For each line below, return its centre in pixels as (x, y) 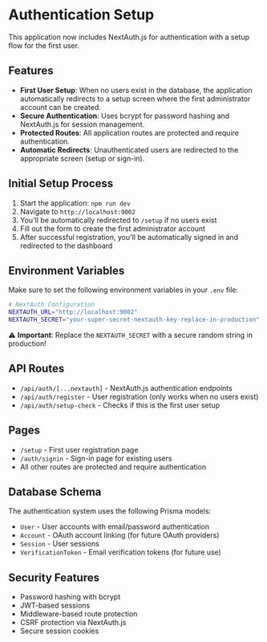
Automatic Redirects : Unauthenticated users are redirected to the (129, 149)
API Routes (36, 369)
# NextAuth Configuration (51, 305)
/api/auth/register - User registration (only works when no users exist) (139, 396)
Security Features (54, 577)
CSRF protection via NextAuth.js (73, 623)
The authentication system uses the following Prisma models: (110, 511)
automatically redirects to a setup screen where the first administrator (135, 99)
